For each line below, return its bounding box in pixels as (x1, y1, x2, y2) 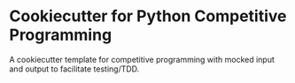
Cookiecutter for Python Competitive (9, 6, 287, 26)
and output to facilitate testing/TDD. (9, 64, 140, 74)
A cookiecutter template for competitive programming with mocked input (9, 54, 275, 64)
